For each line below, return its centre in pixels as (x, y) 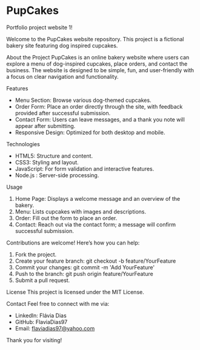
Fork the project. (36, 254)
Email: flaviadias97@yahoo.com (55, 328)
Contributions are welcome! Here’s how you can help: (73, 243)
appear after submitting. (45, 126)
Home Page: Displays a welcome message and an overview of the (98, 198)
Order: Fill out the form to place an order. (66, 218)
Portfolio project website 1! (39, 27)
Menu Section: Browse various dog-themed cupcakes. (83, 100)
